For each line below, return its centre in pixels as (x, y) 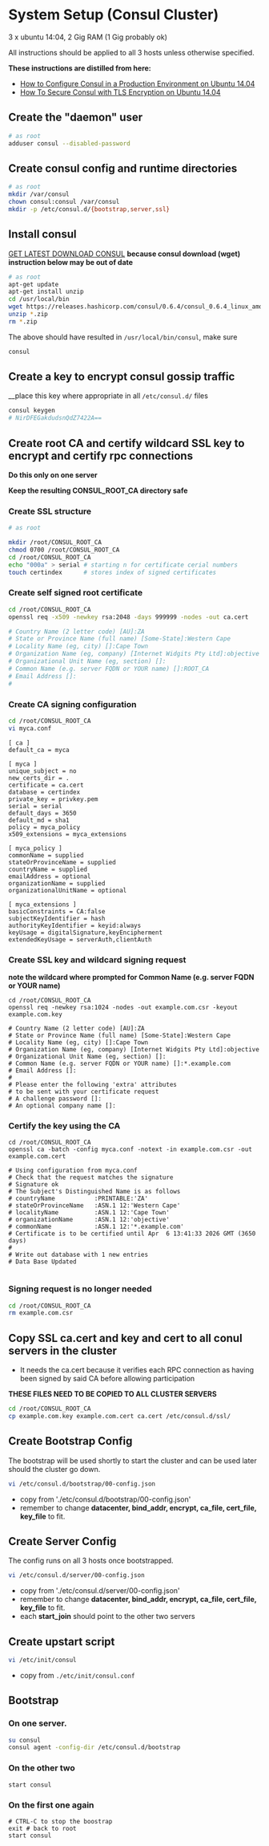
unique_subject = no (43, 771)
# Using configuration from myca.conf (73, 1171)
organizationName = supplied (57, 883)
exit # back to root (43, 1828)
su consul (25, 1740)
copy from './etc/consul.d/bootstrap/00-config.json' (105, 1499)
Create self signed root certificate (75, 593)
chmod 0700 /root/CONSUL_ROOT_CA (64, 550)
